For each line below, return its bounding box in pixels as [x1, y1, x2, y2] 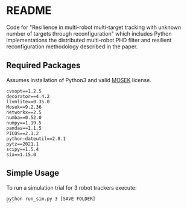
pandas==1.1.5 [6, 125, 42, 131]
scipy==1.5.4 [6, 146, 39, 152]
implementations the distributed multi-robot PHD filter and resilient [6, 36, 172, 43]
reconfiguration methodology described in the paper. [6, 43, 138, 50]
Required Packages [6, 60, 81, 71]
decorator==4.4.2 [6, 93, 50, 100]
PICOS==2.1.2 [6, 130, 39, 137]
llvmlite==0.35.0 [6, 98, 50, 104]
